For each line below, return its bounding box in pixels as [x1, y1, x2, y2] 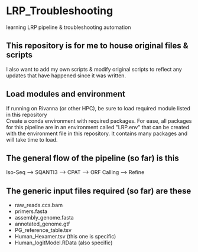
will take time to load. [6, 136, 58, 143]
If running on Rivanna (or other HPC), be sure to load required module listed [6, 104, 191, 112]
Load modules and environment [6, 89, 126, 99]
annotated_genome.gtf [14, 220, 70, 228]
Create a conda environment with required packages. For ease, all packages [6, 117, 192, 125]
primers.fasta [14, 208, 48, 215]
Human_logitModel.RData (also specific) [14, 239, 113, 246]
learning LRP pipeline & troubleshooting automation [6, 24, 131, 31]
